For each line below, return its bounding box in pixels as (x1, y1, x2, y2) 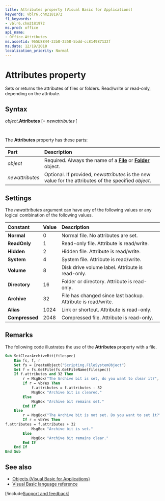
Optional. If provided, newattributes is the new (44, 171, 151, 178)
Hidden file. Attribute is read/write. (61, 248, 141, 255)
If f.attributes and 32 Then (14, 371, 74, 377)
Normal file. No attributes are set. (61, 232, 138, 239)
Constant (7, 224, 30, 231)
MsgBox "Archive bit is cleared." (31, 390, 102, 395)
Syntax (5, 105, 27, 113)
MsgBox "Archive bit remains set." (31, 399, 105, 404)
